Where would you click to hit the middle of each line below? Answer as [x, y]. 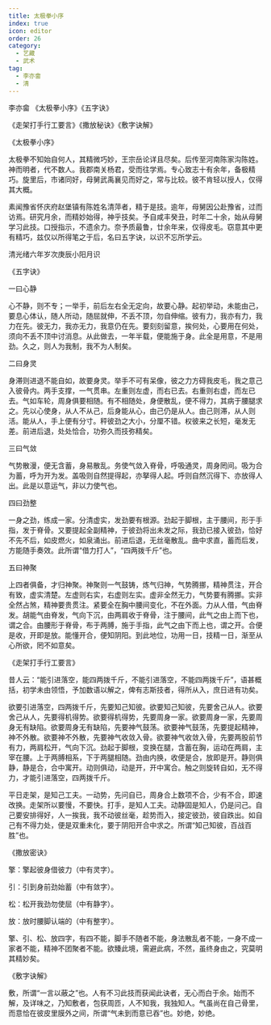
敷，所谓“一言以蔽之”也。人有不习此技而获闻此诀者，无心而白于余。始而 [128, 993]
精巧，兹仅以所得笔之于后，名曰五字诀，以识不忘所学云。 [110, 237]
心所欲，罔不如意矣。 [44, 645]
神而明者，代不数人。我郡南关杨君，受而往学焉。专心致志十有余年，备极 [128, 169]
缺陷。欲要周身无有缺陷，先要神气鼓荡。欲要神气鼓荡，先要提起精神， [146, 727]
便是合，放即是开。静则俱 [220, 757]
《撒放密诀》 [29, 852]
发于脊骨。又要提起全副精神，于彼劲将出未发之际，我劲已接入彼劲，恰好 [142, 529]
